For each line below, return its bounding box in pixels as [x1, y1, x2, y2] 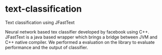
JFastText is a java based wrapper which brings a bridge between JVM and [5, 34, 158, 40]
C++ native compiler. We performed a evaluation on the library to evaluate [5, 39, 155, 45]
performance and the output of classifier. [5, 44, 88, 50]
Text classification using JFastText [5, 19, 75, 25]
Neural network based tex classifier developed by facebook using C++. [5, 29, 150, 35]
